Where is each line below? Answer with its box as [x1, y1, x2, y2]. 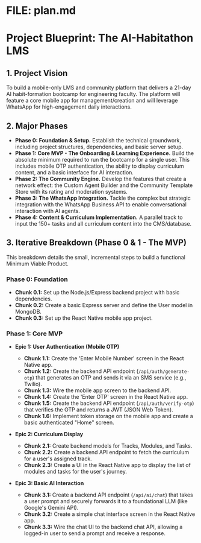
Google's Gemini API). [23, 504, 79, 512]
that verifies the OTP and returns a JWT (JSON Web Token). [23, 406, 173, 413]
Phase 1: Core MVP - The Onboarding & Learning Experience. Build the [14, 150, 194, 157]
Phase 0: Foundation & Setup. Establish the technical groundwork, [14, 137, 182, 144]
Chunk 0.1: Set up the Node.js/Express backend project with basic [14, 289, 180, 296]
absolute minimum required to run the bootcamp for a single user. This [14, 156, 190, 163]
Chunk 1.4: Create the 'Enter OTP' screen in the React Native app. [23, 393, 188, 401]
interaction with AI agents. [14, 208, 80, 214]
